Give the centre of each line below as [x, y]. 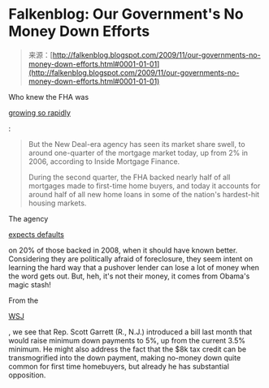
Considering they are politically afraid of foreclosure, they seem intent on [131, 259]
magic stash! [30, 284]
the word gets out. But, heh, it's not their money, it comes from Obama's [129, 276]
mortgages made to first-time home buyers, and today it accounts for [144, 185]
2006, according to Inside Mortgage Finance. [104, 161]
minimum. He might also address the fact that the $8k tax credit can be [127, 349]
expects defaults [37, 234]
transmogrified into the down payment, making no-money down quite [125, 357]
